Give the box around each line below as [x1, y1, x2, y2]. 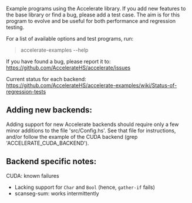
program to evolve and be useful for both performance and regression [6, 18, 176, 24]
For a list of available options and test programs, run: [6, 35, 134, 42]
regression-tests [6, 88, 46, 95]
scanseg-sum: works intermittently [14, 189, 99, 197]
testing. [6, 24, 25, 31]
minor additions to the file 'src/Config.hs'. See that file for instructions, [6, 127, 176, 134]
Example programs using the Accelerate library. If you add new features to [6, 5, 186, 12]
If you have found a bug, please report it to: [6, 58, 111, 65]
